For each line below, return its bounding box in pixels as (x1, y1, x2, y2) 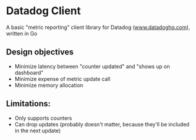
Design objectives (6, 47, 74, 57)
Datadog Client (6, 4, 81, 18)
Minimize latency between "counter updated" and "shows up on (14, 63, 170, 70)
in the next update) (14, 127, 61, 134)
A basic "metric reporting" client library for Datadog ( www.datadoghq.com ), (6, 24, 190, 31)
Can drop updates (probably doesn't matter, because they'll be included (14, 121, 190, 128)
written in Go (6, 30, 38, 37)
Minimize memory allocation (14, 82, 84, 89)
